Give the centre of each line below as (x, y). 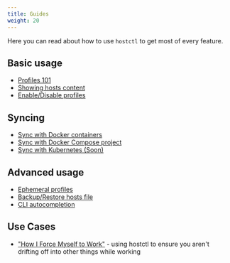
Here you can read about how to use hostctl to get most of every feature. (115, 41)
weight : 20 (23, 21)
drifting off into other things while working (79, 251)
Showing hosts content (51, 88)
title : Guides (28, 14)
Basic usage (35, 63)
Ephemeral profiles (45, 189)
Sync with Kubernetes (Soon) (61, 150)
